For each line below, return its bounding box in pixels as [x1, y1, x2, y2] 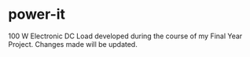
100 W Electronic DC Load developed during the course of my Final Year [8, 31, 243, 41]
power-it [8, 5, 65, 23]
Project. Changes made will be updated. [8, 39, 138, 48]
